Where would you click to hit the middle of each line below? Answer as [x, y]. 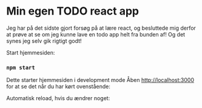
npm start [21, 67]
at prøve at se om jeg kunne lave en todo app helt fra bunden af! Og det [96, 34]
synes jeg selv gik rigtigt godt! [44, 41]
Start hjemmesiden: [31, 52]
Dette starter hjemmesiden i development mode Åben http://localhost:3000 [100, 80]
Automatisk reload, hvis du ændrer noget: [58, 98]
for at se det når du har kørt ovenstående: [58, 87]
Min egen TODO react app [73, 11]
